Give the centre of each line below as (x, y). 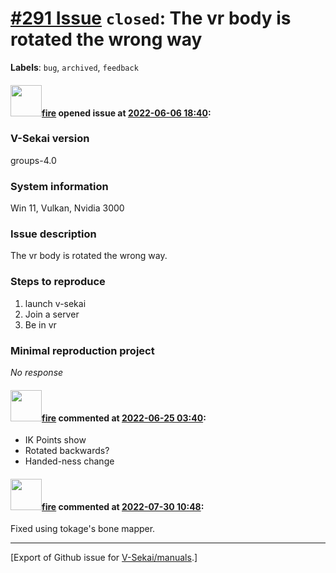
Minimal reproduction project (82, 350)
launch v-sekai (55, 303)
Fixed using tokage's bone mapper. (83, 529)
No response (37, 373)
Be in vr (40, 324)
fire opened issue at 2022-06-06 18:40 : (126, 113)
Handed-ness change (69, 461)
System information (59, 186)
